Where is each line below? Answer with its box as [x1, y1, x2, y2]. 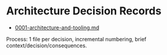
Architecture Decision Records [6, 4, 162, 18]
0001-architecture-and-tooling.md [14, 24, 100, 31]
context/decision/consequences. [6, 42, 88, 49]
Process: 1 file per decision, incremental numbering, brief [6, 35, 147, 42]
